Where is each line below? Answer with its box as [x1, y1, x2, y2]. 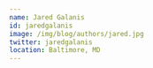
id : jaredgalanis [9, 21, 73, 30]
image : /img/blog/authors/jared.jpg [9, 29, 144, 38]
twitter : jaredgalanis [9, 37, 93, 47]
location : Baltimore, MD [9, 46, 101, 55]
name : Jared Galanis [9, 12, 86, 22]
